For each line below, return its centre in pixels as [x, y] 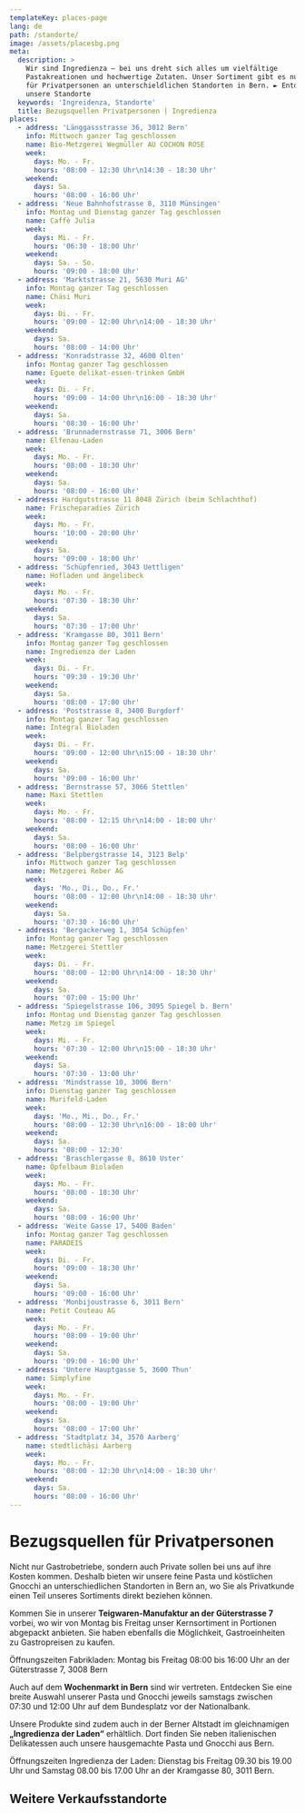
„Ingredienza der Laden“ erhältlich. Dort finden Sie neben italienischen [143, 1733]
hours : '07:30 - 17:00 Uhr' [87, 626]
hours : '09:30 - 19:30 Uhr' [87, 677]
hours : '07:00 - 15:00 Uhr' [87, 998]
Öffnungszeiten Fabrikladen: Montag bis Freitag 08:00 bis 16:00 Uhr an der [150, 1659]
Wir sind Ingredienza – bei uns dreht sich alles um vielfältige [152, 69]
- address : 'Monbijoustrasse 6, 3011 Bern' [101, 1302]
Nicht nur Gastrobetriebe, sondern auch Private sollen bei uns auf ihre [140, 1566]
